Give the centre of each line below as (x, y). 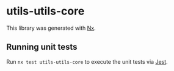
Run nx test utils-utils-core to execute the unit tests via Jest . (87, 61)
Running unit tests (42, 47)
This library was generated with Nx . (51, 28)
